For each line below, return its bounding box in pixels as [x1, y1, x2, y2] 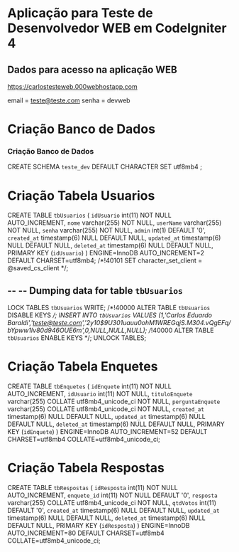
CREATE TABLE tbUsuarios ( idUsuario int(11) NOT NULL [7, 211, 172, 220]
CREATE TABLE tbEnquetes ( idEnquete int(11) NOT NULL [7, 382, 172, 391]
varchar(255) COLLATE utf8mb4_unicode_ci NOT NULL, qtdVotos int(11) [7, 499, 217, 507]
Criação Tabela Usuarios [7, 187, 155, 203]
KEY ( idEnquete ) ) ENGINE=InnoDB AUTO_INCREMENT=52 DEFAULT [7, 428, 208, 436]
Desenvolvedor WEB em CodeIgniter [7, 20, 227, 36]
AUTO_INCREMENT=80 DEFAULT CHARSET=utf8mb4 [7, 529, 165, 538]
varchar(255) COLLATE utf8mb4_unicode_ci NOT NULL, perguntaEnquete [7, 397, 221, 406]
